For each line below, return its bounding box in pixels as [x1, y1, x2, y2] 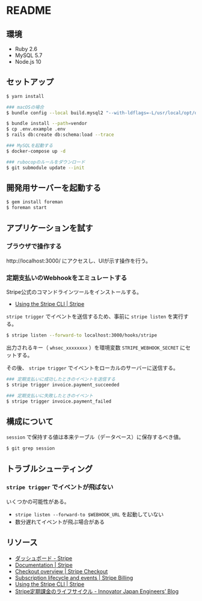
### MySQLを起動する [6, 142, 53, 149]
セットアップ [6, 77, 54, 87]
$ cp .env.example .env [6, 126, 66, 132]
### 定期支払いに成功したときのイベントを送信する [6, 376, 116, 382]
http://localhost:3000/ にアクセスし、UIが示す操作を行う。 [6, 257, 151, 264]
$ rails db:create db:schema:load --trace [6, 132, 114, 138]
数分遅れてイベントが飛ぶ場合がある [14, 518, 105, 525]
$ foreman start [6, 205, 47, 211]
